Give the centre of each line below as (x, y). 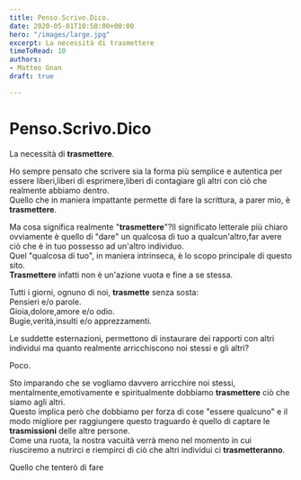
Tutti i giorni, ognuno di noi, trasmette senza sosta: (104, 292)
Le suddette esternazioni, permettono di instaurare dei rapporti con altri (142, 338)
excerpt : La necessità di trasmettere (82, 43)
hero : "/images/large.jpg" (60, 34)
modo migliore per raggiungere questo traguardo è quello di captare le (140, 421)
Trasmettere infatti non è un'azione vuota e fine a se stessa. (121, 275)
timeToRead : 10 (38, 51)
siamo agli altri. (37, 402)
